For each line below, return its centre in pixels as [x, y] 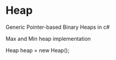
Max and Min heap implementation [48, 38]
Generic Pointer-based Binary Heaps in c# [58, 27]
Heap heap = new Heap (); [38, 50]
